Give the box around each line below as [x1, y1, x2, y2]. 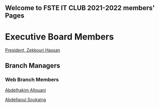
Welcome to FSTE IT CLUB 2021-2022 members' [5, 4, 155, 12]
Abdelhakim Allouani [5, 87, 46, 93]
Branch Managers [5, 61, 60, 70]
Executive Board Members [5, 31, 114, 42]
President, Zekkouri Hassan [5, 47, 61, 53]
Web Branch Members [5, 76, 59, 83]
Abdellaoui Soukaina [5, 97, 46, 103]
